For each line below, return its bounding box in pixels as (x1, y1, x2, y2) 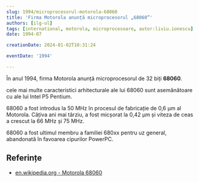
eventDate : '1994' (6, 53, 53, 59)
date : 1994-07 (6, 31, 42, 37)
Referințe (6, 153, 42, 163)
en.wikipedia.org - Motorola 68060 (15, 169, 103, 176)
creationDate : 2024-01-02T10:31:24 (6, 42, 96, 48)
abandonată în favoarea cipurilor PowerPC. (6, 135, 114, 142)
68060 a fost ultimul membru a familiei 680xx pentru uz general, (6, 129, 167, 136)
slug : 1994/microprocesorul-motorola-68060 (6, 8, 118, 15)
